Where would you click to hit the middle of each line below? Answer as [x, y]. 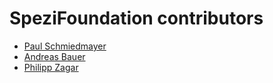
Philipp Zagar [51, 67]
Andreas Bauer [54, 56]
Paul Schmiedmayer [65, 46]
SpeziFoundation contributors [136, 18]
